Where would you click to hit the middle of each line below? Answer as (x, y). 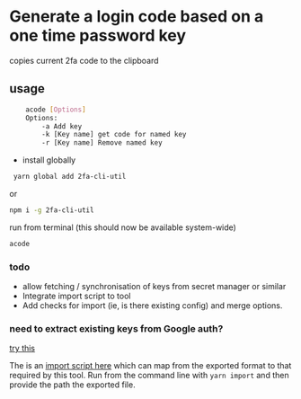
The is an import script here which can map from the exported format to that (150, 366)
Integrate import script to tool (76, 296)
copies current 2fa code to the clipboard (84, 60)
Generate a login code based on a (137, 17)
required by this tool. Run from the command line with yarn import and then (149, 376)
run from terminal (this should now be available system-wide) (123, 227)
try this (22, 349)
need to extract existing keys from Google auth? (116, 328)
